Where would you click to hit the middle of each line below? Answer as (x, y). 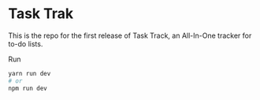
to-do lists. (26, 43)
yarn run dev (30, 73)
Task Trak (41, 14)
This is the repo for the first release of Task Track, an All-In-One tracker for (130, 35)
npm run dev (28, 88)
